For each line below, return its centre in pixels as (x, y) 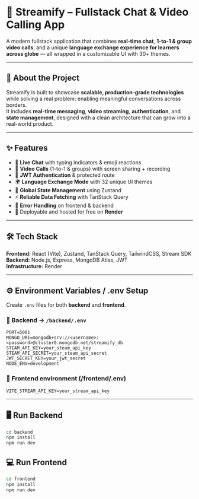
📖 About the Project (43, 78)
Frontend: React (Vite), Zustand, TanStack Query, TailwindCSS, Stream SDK (99, 254)
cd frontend (21, 479)
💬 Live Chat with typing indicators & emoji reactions (78, 162)
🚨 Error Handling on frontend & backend (64, 205)
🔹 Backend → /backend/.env (46, 320)
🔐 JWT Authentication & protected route (65, 175)
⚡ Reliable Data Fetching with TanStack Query (71, 197)
